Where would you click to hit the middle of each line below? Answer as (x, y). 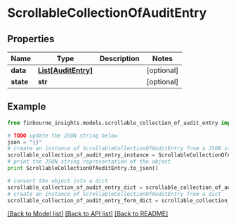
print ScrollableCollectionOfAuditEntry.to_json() (83, 169)
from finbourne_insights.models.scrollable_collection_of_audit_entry (113, 123)
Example (27, 107)
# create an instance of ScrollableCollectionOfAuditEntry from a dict (114, 194)
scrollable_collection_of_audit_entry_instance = (81, 155)
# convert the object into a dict (58, 180)
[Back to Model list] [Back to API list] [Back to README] (88, 214)
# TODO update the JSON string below (63, 136)
